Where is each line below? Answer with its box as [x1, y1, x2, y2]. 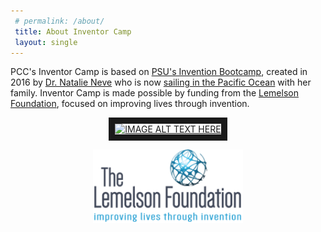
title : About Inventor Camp [14, 26, 132, 37]
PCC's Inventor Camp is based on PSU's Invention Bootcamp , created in [10, 66, 308, 78]
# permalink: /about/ [14, 16, 105, 26]
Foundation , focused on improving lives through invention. [10, 98, 250, 110]
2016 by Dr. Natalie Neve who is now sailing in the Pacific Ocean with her [10, 76, 312, 89]
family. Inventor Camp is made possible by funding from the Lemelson [10, 87, 299, 99]
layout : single [14, 37, 78, 47]
